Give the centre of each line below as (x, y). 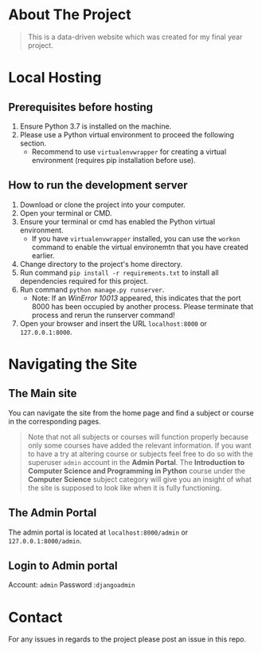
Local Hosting (55, 78)
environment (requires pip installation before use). (114, 160)
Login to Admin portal (63, 565)
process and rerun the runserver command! (103, 315)
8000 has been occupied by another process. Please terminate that (143, 306)
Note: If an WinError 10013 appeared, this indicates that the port (136, 298)
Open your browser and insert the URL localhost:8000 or (113, 323)
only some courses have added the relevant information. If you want (140, 445)
